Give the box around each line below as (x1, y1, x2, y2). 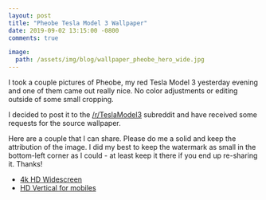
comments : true (8, 33, 59, 42)
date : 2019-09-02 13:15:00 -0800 (8, 26, 119, 34)
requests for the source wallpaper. (8, 119, 121, 127)
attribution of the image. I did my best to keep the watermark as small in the (8, 143, 256, 151)
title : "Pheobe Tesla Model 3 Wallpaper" (8, 19, 148, 27)
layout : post (8, 11, 52, 20)
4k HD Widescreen (19, 175, 82, 184)
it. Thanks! (8, 159, 43, 168)
